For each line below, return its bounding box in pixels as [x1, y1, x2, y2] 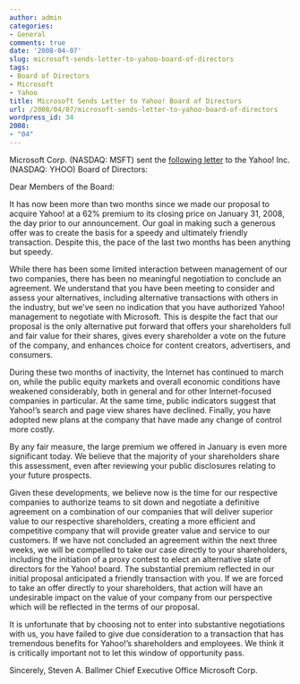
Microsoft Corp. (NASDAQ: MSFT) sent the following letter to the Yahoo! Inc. [9, 154, 291, 165]
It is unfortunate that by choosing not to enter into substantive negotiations [9, 619, 285, 629]
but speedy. [9, 246, 54, 256]
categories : [9, 22, 54, 30]
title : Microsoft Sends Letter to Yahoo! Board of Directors [9, 96, 243, 106]
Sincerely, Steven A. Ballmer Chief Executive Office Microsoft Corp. [9, 664, 258, 675]
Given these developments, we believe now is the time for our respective [9, 487, 278, 498]
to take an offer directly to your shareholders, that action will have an [9, 582, 263, 593]
